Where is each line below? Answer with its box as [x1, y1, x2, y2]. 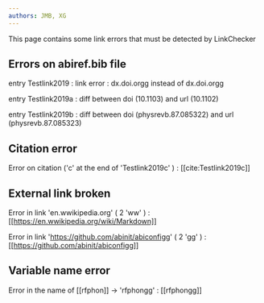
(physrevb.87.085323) [8, 118, 82, 128]
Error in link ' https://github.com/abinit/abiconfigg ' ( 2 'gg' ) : [8, 232, 207, 242]
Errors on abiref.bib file [8, 57, 127, 71]
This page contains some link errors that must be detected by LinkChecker [8, 34, 256, 44]
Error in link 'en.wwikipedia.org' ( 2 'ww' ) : [8, 208, 151, 218]
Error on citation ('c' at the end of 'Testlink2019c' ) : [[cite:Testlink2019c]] [8, 163, 251, 173]
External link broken [8, 186, 111, 200]
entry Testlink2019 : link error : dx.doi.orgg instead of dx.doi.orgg [8, 78, 224, 89]
